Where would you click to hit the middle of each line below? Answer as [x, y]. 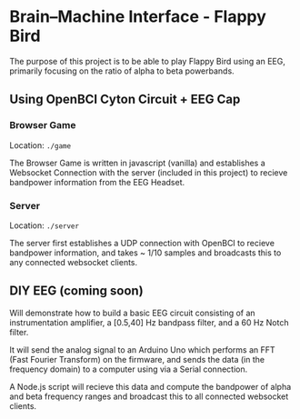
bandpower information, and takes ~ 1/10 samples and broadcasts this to [145, 253]
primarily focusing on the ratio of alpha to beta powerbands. [122, 71]
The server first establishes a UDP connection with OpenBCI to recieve [142, 243]
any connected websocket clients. [74, 262]
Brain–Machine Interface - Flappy [138, 17]
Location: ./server [45, 225]
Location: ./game [40, 145]
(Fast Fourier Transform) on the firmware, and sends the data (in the [137, 359]
